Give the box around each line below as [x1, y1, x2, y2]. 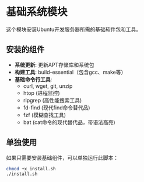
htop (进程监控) [23, 89, 60, 97]
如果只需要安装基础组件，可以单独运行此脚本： [6, 154, 118, 161]
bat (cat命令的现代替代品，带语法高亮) [23, 118, 115, 126]
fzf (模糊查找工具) [23, 111, 66, 118]
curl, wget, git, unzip [23, 83, 73, 90]
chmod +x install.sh [6, 166, 57, 171]
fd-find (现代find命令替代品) [23, 104, 90, 111]
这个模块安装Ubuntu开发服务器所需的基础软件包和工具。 [6, 26, 142, 33]
